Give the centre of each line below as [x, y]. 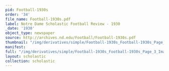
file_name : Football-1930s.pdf [38, 19]
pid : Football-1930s [27, 10]
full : [11, 51]
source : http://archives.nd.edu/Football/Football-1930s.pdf [71, 38]
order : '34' [18, 14]
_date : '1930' [20, 28]
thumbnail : [17, 42]
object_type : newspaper [30, 33]
